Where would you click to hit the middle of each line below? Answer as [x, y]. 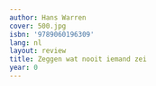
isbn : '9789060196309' [52, 34]
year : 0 [24, 68]
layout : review [38, 51]
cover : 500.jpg [38, 26]
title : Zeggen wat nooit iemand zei [78, 59]
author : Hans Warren [48, 17]
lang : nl [26, 43]
